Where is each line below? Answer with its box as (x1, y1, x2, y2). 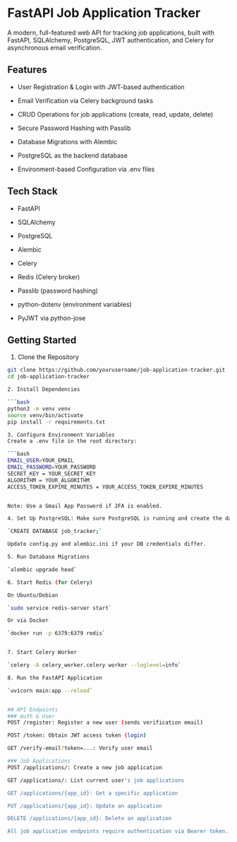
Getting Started (7, 334, 77, 346)
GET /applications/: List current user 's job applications (7, 776, 185, 784)
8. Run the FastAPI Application (7, 674, 102, 682)
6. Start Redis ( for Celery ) (7, 578, 93, 586)
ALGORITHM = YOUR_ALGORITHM (7, 476, 90, 484)
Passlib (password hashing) (17, 286, 99, 295)
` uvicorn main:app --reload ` (7, 687, 93, 694)
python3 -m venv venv (7, 405, 71, 412)
